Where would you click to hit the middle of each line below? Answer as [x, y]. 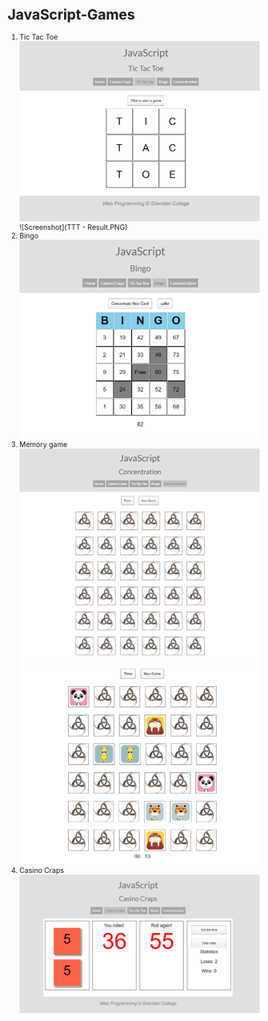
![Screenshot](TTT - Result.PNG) [73, 227]
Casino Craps [42, 870]
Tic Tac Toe [38, 37]
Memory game [43, 444]
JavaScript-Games [71, 15]
